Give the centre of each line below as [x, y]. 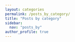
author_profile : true [27, 32]
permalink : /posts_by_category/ [37, 14]
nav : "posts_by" [26, 28]
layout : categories [25, 9]
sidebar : [14, 23]
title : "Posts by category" [33, 18]
